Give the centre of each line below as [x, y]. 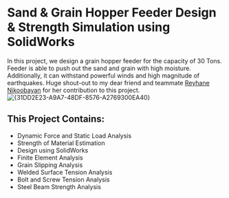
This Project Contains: [56, 119]
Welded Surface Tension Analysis [65, 172]
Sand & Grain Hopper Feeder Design [112, 13]
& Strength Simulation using [89, 27]
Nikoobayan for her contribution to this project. [74, 90]
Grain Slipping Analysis [50, 165]
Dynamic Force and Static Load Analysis [74, 135]
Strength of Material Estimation [61, 143]
